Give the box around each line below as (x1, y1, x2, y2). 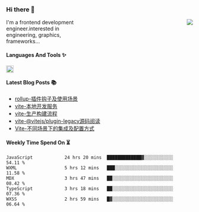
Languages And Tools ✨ (6, 51, 66, 58)
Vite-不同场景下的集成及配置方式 (14, 125, 95, 132)
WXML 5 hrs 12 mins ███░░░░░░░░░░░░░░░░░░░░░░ (6, 164, 174, 171)
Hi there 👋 (6, 5, 36, 14)
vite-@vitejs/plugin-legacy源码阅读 (14, 117, 101, 124)
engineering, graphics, (6, 31, 62, 39)
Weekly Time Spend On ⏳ (6, 139, 70, 146)
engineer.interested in (6, 25, 60, 32)
